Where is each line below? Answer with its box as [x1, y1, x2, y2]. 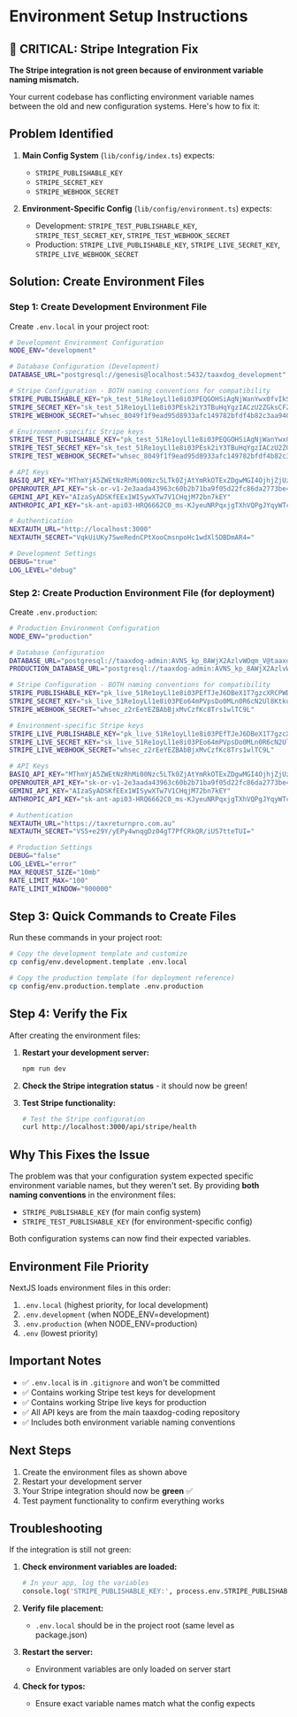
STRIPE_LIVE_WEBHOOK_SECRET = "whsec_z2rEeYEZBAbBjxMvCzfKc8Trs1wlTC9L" [9, 746, 275, 754]
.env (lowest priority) [21, 1327, 99, 1338]
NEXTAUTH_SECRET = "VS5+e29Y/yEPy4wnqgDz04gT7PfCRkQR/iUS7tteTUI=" [9, 827, 255, 836]
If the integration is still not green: [9, 1544, 132, 1555]
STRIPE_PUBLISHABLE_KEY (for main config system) [21, 1207, 202, 1218]
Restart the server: [21, 1647, 94, 1658]
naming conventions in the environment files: [9, 1189, 177, 1201]
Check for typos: [21, 1681, 86, 1692]
